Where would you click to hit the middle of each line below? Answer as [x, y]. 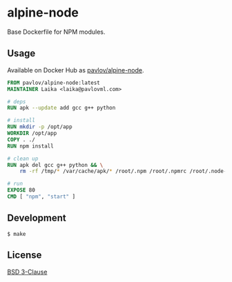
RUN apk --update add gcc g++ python [61, 108]
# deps [17, 101]
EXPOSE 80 [21, 190]
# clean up [23, 159]
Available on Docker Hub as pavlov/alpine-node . [76, 70]
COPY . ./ [21, 139]
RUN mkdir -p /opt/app [40, 127]
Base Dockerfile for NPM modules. [56, 32]
